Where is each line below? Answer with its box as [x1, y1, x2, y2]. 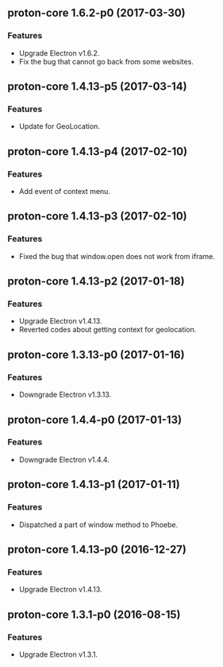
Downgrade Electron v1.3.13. [18, 390, 112, 400]
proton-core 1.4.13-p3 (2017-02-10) [7, 210, 187, 223]
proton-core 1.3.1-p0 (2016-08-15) [7, 607, 181, 621]
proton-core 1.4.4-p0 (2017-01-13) [7, 413, 183, 426]
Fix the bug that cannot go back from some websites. [18, 56, 194, 66]
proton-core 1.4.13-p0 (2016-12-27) [7, 542, 187, 556]
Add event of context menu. [18, 187, 110, 196]
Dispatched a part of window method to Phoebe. [18, 520, 179, 529]
